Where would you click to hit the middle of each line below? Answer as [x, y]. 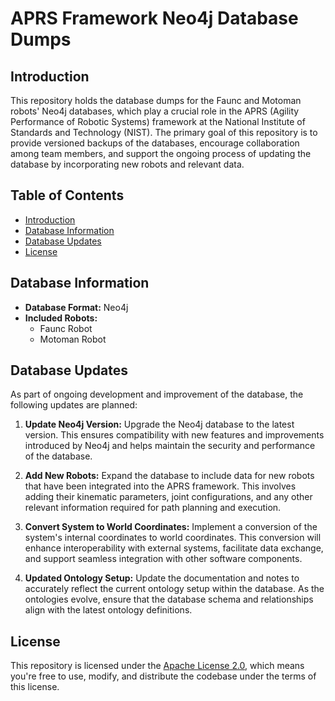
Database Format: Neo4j [76, 307]
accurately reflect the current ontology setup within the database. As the [174, 589]
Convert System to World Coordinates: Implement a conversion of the [171, 527]
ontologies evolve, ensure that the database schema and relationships [169, 599]
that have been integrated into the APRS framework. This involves [160, 486]
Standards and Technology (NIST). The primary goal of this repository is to [164, 132]
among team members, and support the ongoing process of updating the [161, 153]
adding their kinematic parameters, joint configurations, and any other [168, 497]
